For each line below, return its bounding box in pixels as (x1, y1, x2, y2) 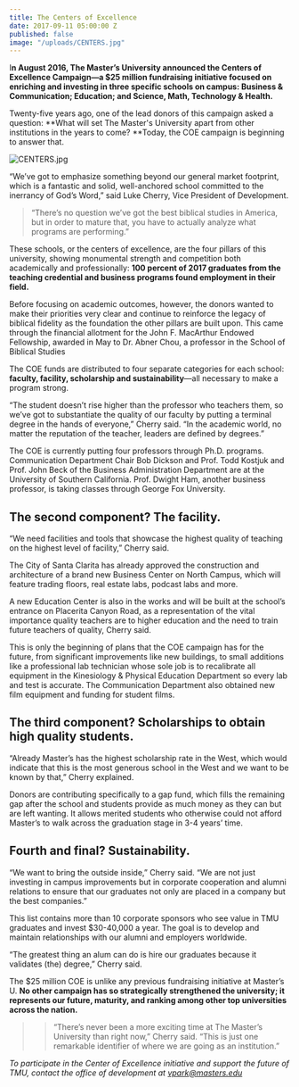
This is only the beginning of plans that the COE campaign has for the (9, 642, 264, 652)
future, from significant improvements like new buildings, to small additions (9, 651, 285, 662)
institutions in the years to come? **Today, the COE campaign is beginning (9, 127, 285, 138)
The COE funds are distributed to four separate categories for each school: (9, 363, 285, 375)
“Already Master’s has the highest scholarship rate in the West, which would (9, 752, 287, 763)
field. (9, 282, 29, 293)
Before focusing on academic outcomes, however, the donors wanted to (9, 299, 274, 310)
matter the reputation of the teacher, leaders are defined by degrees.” (9, 428, 265, 439)
